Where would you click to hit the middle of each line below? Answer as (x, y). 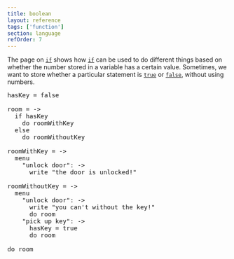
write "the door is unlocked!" (83, 173)
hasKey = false (33, 96)
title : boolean (29, 14)
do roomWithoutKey (54, 138)
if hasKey (31, 117)
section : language (34, 33)
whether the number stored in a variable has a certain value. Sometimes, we (117, 67)
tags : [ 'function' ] (36, 27)
